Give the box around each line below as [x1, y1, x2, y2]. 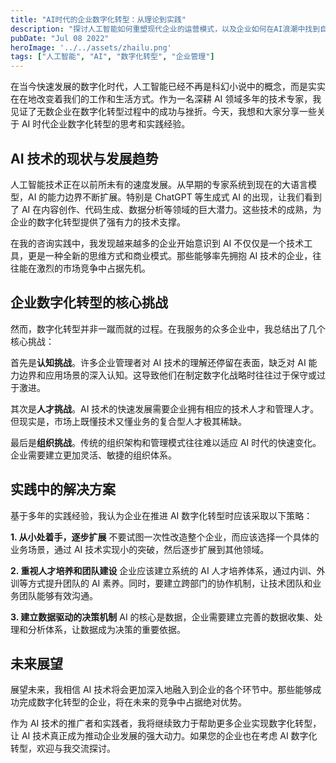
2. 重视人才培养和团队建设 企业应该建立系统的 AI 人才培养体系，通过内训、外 [10, 564, 326, 576]
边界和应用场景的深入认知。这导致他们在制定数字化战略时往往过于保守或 [18, 369, 317, 381]
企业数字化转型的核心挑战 [10, 294, 168, 311]
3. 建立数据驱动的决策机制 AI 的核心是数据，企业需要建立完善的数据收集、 [10, 611, 315, 623]
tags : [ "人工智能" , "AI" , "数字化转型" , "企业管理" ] [10, 52, 215, 62]
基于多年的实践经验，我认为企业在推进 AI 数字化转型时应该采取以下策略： [10, 509, 313, 521]
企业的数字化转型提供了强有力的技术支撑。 [10, 216, 186, 228]
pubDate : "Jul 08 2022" [10, 33, 110, 43]
